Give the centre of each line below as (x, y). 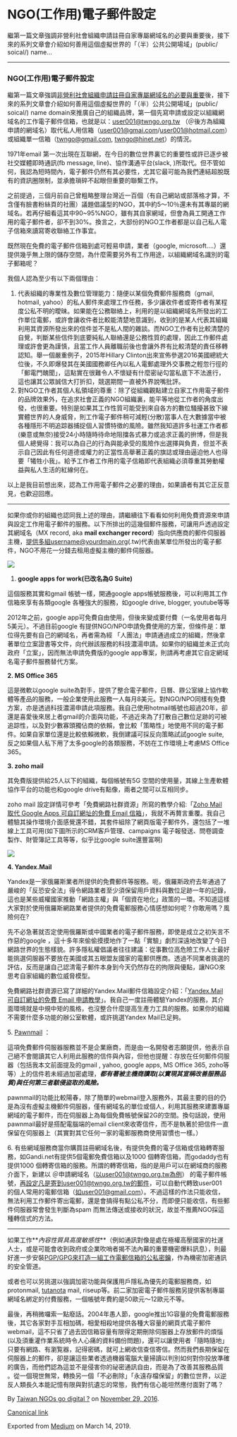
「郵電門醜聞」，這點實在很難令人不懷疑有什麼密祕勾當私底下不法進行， (121, 373)
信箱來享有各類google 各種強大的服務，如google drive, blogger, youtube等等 (119, 602)
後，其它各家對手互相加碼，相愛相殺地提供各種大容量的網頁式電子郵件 (109, 1323)
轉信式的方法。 (35, 1218)
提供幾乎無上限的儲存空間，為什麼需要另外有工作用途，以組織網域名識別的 (115, 255)
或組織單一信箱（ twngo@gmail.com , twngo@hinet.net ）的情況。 (101, 139)
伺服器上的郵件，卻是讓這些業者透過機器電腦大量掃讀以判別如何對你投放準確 (119, 1358)
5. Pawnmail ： (29, 1032)
